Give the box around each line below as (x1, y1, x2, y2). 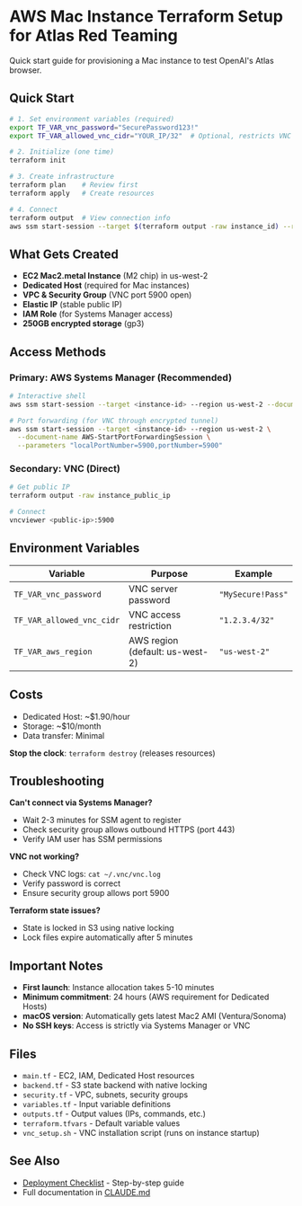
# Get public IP (9, 483, 70, 492)
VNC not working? (9, 851, 80, 862)
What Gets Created (9, 246, 119, 262)
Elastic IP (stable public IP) (22, 299, 123, 310)
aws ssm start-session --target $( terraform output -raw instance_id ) (9, 222, 280, 231)
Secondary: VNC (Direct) (9, 463, 121, 475)
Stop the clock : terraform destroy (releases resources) (9, 748, 216, 758)
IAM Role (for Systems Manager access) (22, 308, 173, 320)
